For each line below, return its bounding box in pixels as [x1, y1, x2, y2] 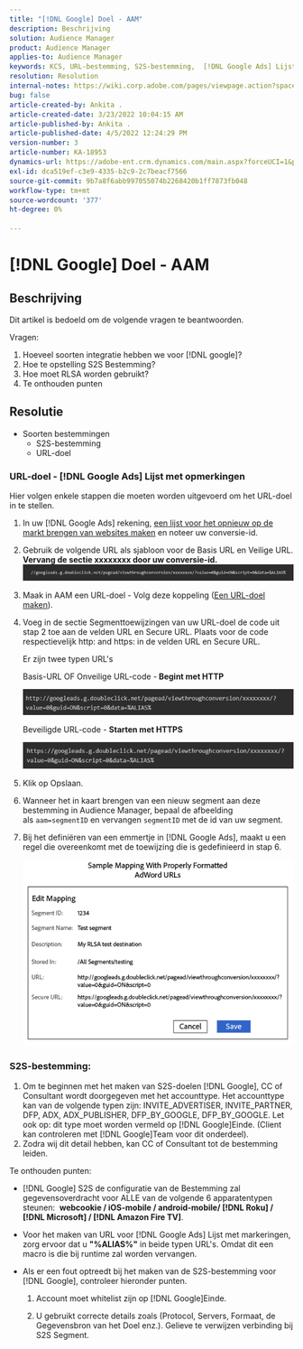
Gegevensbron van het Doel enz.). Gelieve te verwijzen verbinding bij [35, 1319, 293, 1331]
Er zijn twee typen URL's [22, 654, 114, 665]
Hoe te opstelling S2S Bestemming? [22, 359, 156, 369]
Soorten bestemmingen [22, 428, 110, 439]
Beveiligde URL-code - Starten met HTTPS [22, 723, 183, 735]
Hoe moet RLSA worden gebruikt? [22, 368, 149, 379]
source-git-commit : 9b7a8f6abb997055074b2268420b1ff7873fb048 [9, 176, 248, 185]
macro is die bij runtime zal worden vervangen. [22, 1248, 197, 1259]
